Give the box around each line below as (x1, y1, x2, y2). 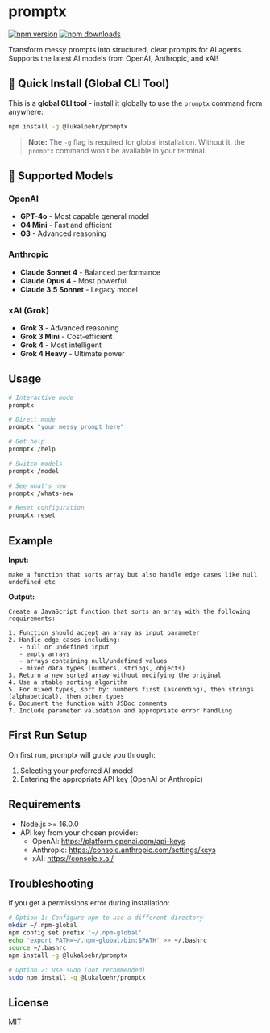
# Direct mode (8, 415, 56, 424)
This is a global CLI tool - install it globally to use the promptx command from (8, 98, 263, 107)
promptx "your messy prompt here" (8, 423, 125, 431)
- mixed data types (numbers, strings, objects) (19, 665, 185, 673)
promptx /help (8, 445, 56, 454)
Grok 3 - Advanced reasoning (19, 322, 119, 333)
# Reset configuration (8, 504, 85, 512)
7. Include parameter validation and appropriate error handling (8, 707, 232, 715)
